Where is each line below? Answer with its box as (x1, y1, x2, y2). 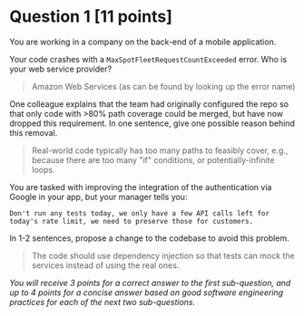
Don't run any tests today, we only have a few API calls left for (9, 208, 270, 218)
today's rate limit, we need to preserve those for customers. (9, 216, 254, 225)
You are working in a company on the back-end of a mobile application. (9, 36, 277, 47)
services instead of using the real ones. (31, 260, 180, 271)
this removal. (9, 127, 58, 138)
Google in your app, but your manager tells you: (9, 191, 188, 202)
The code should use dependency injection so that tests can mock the (31, 250, 295, 261)
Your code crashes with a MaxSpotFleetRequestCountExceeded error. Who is (9, 53, 288, 64)
